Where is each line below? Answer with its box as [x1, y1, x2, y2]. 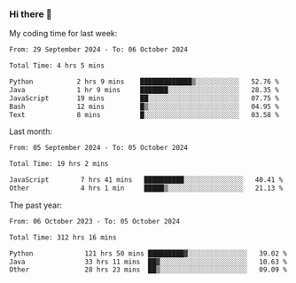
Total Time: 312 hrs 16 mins [9, 232, 117, 242]
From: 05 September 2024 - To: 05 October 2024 [9, 144, 189, 153]
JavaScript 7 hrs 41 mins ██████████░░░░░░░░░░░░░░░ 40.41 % [9, 176, 284, 185]
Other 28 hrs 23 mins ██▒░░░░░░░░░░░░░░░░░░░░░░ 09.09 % [9, 265, 288, 274]
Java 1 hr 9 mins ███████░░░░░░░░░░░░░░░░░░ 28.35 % [9, 85, 279, 94]
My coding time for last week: [9, 28, 118, 39]
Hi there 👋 [9, 8, 53, 20]
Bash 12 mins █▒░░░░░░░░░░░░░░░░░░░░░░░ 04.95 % [9, 102, 279, 111]
